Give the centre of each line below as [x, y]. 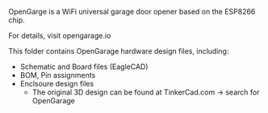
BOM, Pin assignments [58, 75]
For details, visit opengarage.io [60, 36]
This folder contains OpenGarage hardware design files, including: [119, 51]
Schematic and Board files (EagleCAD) [84, 67]
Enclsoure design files [57, 84]
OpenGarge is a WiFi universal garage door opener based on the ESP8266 [132, 12]
